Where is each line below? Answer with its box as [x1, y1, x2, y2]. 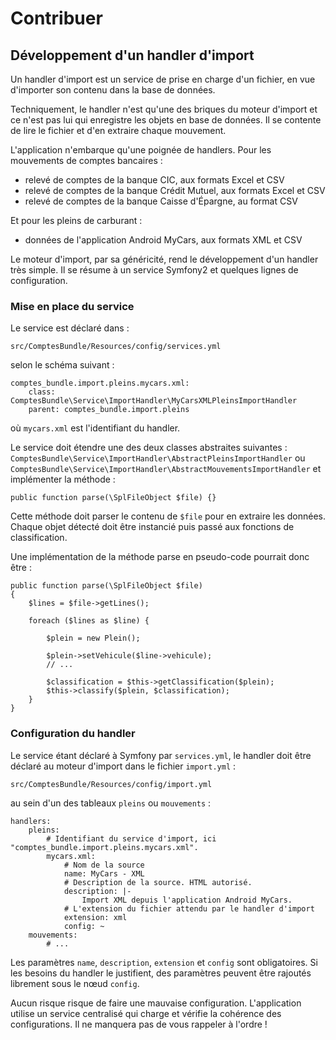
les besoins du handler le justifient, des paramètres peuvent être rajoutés [10, 967, 312, 979]
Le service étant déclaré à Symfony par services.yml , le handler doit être [10, 749, 312, 761]
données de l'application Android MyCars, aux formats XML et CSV [24, 234, 303, 246]
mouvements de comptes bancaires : [10, 155, 163, 166]
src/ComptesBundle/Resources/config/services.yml [10, 342, 222, 352]
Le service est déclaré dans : [10, 322, 130, 334]
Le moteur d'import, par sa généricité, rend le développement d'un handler [10, 253, 319, 265]
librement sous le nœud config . [10, 977, 140, 989]
